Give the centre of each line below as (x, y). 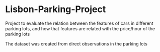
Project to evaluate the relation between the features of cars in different (79, 23)
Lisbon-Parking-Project (56, 9)
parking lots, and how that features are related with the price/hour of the (80, 28)
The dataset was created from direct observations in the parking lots (76, 43)
